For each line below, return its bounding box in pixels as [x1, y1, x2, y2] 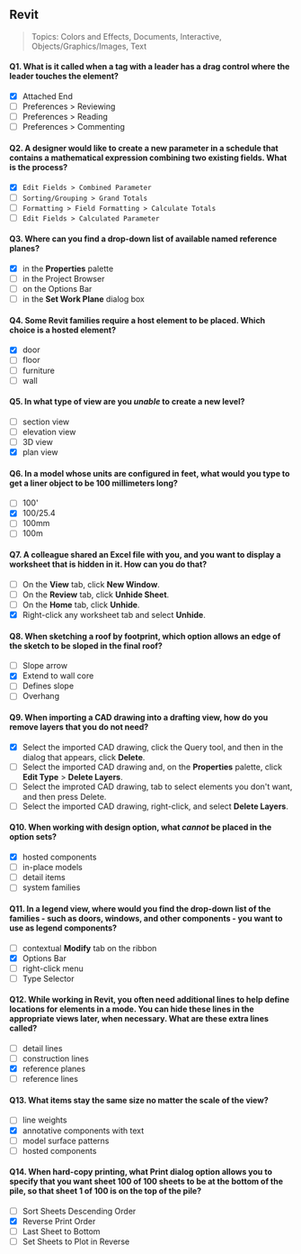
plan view [22, 447, 58, 458]
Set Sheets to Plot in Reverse [22, 1236, 130, 1247]
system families [22, 882, 81, 893]
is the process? [9, 161, 68, 172]
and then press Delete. [22, 791, 107, 802]
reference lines [22, 1074, 79, 1085]
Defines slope [22, 680, 75, 692]
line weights [22, 1114, 67, 1125]
